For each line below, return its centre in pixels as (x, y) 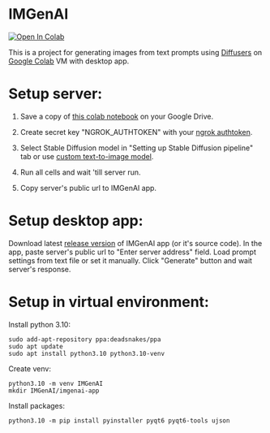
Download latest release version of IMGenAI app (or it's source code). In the (135, 243)
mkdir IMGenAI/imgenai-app (54, 391)
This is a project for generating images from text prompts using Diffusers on (135, 52)
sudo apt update (36, 346)
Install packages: (36, 405)
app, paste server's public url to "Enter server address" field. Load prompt (133, 252)
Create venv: (30, 368)
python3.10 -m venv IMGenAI (56, 383)
